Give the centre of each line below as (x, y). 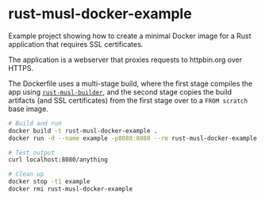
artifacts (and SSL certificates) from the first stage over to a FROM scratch (128, 100)
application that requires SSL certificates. (76, 44)
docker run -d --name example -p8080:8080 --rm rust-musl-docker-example (133, 138)
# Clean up (26, 174)
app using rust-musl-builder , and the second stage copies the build (120, 91)
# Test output (32, 153)
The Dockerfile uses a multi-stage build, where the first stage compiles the (131, 83)
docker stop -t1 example (49, 182)
